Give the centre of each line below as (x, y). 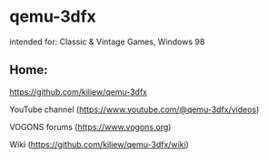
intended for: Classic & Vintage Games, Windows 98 (107, 42)
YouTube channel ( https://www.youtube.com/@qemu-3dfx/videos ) (134, 109)
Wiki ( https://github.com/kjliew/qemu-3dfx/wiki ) (99, 144)
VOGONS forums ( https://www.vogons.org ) (90, 126)
